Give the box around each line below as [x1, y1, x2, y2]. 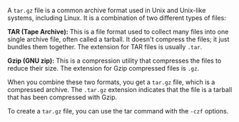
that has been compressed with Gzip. [7, 93, 118, 101]
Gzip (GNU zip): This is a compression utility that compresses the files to [7, 56, 222, 65]
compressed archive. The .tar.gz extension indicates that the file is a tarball [7, 86, 233, 93]
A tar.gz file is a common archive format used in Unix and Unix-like [7, 6, 206, 14]
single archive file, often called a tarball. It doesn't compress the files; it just [7, 35, 230, 44]
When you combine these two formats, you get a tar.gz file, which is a [7, 78, 215, 86]
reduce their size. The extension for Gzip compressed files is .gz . [7, 64, 200, 72]
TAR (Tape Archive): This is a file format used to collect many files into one [7, 28, 229, 36]
